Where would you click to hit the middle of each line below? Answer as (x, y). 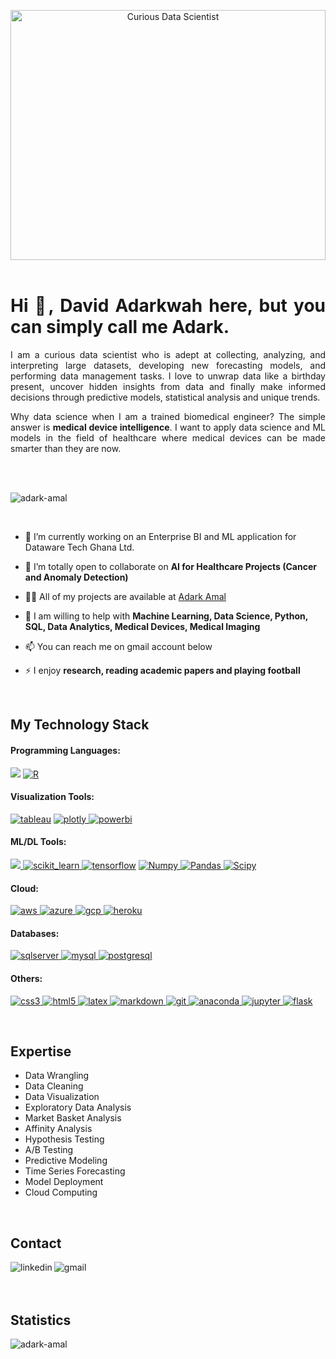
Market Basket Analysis (73, 1118)
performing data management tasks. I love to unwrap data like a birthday (168, 376)
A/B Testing (49, 1150)
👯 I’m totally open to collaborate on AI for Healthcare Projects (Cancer (170, 566)
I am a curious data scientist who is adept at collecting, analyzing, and (168, 354)
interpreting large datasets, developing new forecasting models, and (168, 365)
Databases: (35, 933)
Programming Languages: (65, 750)
